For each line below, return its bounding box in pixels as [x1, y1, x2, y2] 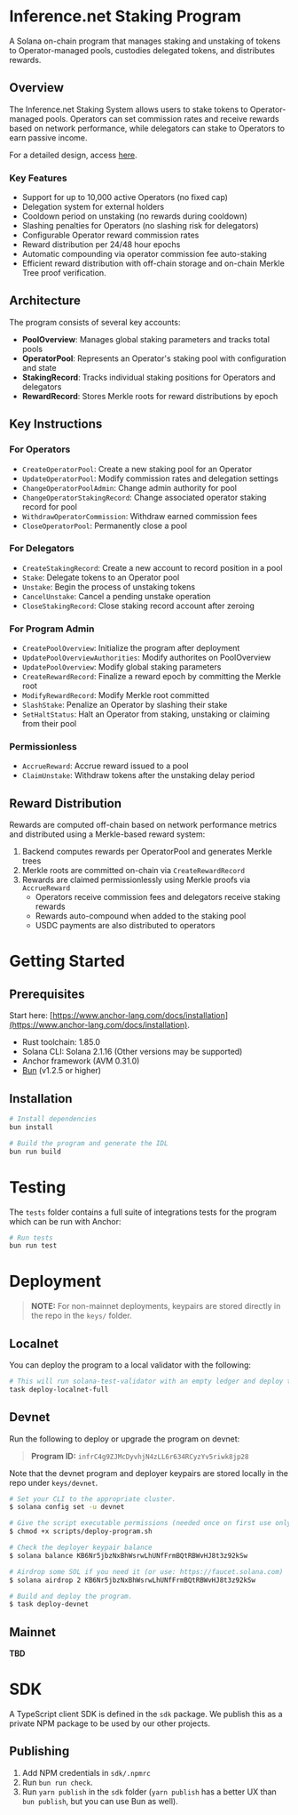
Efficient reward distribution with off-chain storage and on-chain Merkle [21, 258, 286, 269]
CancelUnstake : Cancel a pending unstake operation [21, 590, 211, 601]
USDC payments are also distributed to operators [35, 920, 216, 931]
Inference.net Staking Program [9, 6, 241, 27]
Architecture [9, 293, 82, 309]
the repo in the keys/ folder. [30, 1310, 132, 1321]
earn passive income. [9, 132, 88, 143]
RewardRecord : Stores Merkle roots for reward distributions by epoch [21, 390, 278, 401]
